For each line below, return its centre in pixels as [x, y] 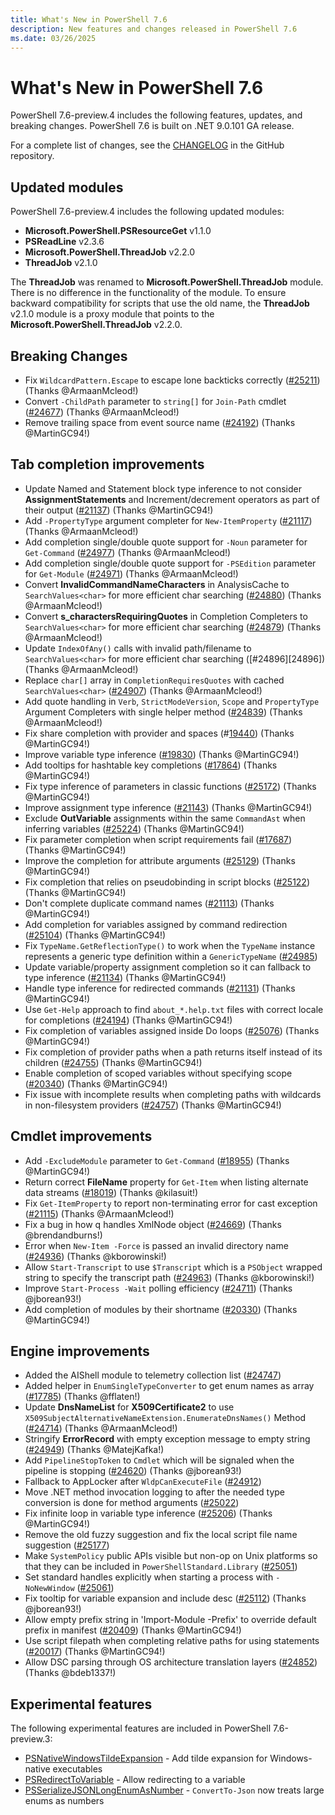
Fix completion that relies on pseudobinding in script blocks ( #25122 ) [167, 882]
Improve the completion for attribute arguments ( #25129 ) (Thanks [160, 860]
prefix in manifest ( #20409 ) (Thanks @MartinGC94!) [133, 1630]
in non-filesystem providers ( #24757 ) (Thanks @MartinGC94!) [153, 1105]
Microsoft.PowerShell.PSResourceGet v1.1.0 [118, 231]
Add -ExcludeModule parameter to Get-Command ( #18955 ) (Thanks [157, 1160]
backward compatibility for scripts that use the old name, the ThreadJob [160, 303]
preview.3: [31, 1739]
